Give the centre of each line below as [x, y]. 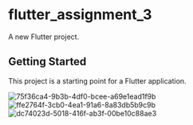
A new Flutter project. [44, 37]
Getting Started [47, 62]
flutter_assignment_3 [80, 15]
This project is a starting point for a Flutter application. [97, 80]
